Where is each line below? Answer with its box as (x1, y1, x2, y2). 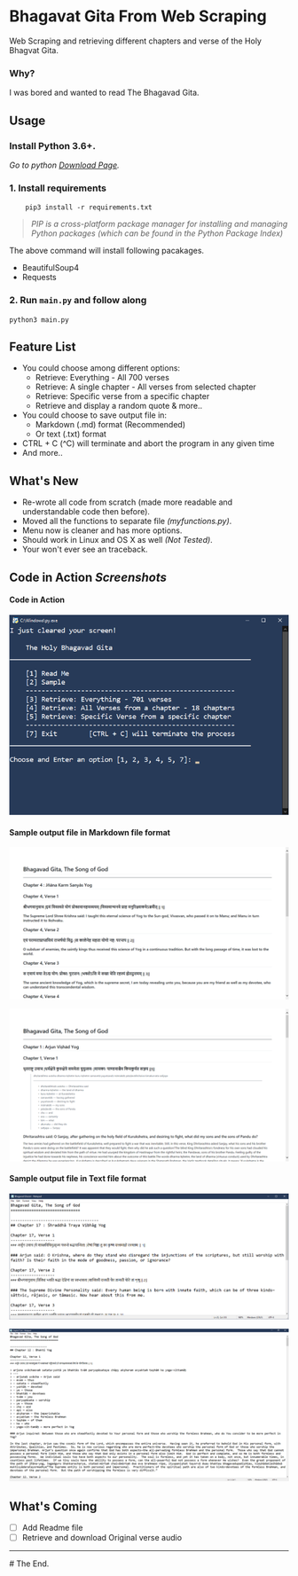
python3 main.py (9, 315, 69, 325)
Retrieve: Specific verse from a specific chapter (35, 391, 210, 402)
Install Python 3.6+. (9, 139, 96, 152)
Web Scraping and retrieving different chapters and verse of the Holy (9, 35, 262, 46)
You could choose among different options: (21, 363, 180, 373)
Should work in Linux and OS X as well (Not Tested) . (21, 535, 213, 545)
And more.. (21, 448, 64, 459)
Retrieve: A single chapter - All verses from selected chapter (35, 381, 257, 392)
